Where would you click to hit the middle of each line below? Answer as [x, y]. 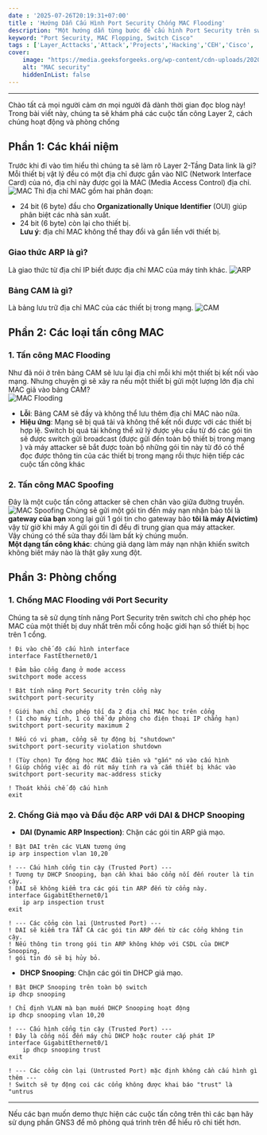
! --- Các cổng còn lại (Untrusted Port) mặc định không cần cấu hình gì [133, 1071]
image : [33, 60]
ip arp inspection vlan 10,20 [58, 854]
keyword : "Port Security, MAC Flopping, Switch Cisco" [101, 38]
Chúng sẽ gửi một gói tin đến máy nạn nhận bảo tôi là [153, 510]
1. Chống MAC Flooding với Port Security [88, 600]
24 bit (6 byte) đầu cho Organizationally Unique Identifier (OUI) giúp [133, 207]
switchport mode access [48, 676]
